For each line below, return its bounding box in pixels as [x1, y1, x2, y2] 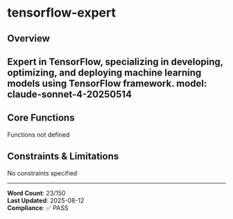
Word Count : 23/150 [7, 189, 66, 197]
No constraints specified [7, 168, 78, 177]
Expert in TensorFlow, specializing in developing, [7, 55, 223, 67]
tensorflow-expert [7, 5, 116, 21]
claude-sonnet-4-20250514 [7, 88, 132, 100]
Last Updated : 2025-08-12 [7, 196, 85, 204]
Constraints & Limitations [7, 150, 119, 162]
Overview [7, 33, 51, 44]
